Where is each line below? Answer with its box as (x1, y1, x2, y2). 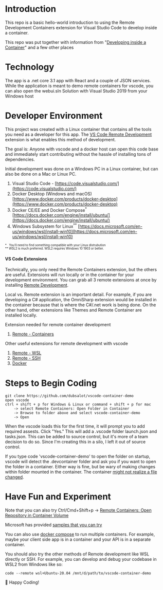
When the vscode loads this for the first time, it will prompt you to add (5, 424, 145, 429)
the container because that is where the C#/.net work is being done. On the (5, 302, 156, 308)
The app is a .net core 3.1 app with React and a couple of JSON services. (5, 77, 151, 83)
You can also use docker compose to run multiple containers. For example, (5, 532, 155, 537)
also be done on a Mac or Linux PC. (5, 171, 77, 177)
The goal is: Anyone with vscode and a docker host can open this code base (5, 146, 159, 152)
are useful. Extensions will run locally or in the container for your (5, 272, 134, 278)
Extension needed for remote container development (5, 322, 111, 328)
